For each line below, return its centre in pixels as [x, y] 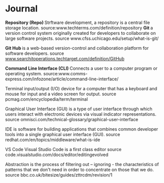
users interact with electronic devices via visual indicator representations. [81, 114]
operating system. [24, 73]
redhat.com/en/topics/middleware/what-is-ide [53, 140]
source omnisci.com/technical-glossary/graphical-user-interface [72, 119]
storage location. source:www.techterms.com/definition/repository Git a [79, 27]
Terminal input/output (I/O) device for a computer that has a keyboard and [81, 88]
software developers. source [35, 53]
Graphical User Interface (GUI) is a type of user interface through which [79, 109]
